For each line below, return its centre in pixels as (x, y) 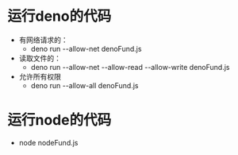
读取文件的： (40, 58)
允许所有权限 (40, 76)
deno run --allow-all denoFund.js (84, 85)
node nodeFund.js (48, 142)
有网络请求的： (43, 40)
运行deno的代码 (59, 16)
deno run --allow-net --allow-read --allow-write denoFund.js (130, 67)
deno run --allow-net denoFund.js (86, 48)
